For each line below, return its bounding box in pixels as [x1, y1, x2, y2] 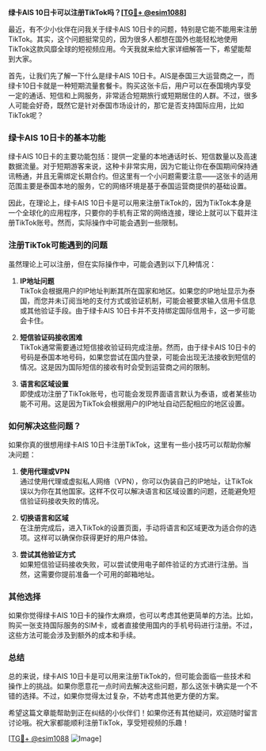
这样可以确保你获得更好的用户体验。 [33, 533, 152, 542]
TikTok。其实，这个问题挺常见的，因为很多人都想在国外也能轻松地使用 [8, 35, 238, 44]
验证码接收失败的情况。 [26, 496, 104, 506]
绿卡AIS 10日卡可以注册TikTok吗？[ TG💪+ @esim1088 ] [8, 8, 187, 17]
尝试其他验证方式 [19, 549, 76, 559]
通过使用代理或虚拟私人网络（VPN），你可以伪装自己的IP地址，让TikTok [19, 476, 253, 486]
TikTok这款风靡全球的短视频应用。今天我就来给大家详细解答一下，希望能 [8, 44, 245, 54]
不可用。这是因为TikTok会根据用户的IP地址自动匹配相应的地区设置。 [26, 399, 249, 408]
